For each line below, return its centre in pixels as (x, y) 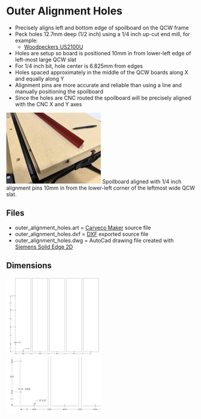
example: (26, 40)
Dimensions (29, 266)
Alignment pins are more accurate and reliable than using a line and (98, 85)
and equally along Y (39, 79)
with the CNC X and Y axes (48, 104)
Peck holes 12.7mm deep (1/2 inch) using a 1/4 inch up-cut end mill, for (102, 34)
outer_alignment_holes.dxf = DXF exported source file (82, 234)
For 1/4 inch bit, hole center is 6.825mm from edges (79, 66)
